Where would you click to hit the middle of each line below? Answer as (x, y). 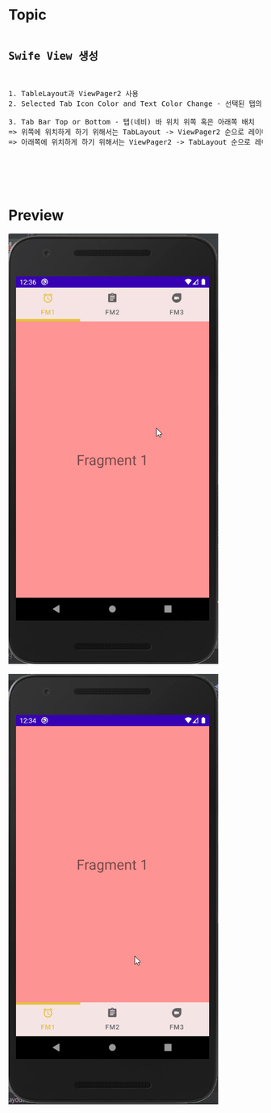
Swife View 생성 (53, 57)
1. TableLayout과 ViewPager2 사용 (73, 93)
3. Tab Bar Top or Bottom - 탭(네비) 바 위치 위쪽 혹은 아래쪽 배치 (132, 122)
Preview (36, 215)
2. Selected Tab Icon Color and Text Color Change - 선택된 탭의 (135, 103)
